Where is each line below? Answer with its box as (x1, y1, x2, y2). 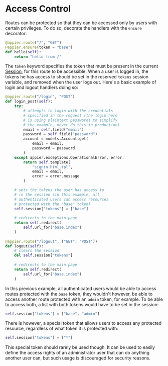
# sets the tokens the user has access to (14, 188, 104, 193)
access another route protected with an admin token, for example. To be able (5, 296, 163, 302)
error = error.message (32, 174, 80, 179)
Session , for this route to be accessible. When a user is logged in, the (5, 68, 149, 74)
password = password (32, 146, 75, 151)
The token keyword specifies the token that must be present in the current (5, 63, 158, 69)
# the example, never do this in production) (23, 122, 120, 127)
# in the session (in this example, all (14, 192, 100, 197)
